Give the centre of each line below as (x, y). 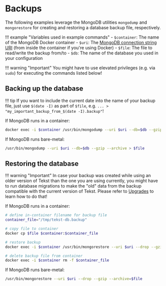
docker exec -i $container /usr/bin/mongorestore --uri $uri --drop (77, 247)
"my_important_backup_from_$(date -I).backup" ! (55, 111)
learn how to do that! (26, 196)
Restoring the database (42, 164)
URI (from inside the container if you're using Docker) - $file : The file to (79, 48)
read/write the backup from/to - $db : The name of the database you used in (82, 53)
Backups (23, 9)
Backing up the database (44, 89)
